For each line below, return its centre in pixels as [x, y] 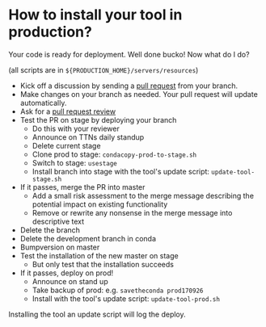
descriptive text [58, 221]
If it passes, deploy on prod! [67, 273]
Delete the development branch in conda [88, 238]
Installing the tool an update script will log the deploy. [97, 314]
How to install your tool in [95, 15]
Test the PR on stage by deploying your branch [98, 119]
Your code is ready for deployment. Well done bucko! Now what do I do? [129, 54]
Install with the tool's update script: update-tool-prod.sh [126, 298]
